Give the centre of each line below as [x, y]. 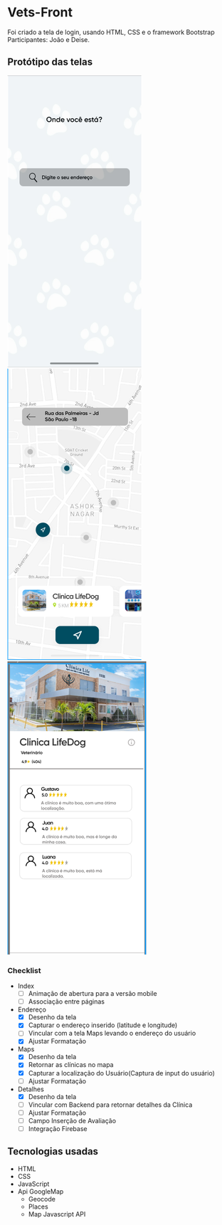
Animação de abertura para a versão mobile [93, 994]
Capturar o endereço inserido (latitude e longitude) [103, 1025]
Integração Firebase [58, 1128]
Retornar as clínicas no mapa [71, 1065]
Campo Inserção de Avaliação [72, 1120]
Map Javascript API [57, 1214]
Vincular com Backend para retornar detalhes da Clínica [110, 1105]
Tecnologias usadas [53, 1151]
